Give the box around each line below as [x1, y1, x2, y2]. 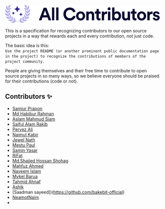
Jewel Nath [12, 137, 35, 143]
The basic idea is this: [5, 42, 50, 48]
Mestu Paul [12, 142, 35, 148]
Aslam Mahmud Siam [12, 116, 55, 122]
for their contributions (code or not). [5, 78, 78, 84]
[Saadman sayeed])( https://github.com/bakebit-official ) [12, 189, 125, 195]
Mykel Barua [12, 173, 38, 179]
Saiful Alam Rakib [12, 121, 48, 127]
